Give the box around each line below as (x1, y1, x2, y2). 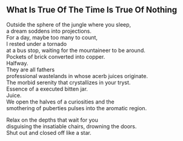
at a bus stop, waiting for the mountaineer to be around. (6, 47, 145, 54)
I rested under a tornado (6, 40, 67, 47)
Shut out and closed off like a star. (6, 129, 92, 136)
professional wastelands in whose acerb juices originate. (6, 72, 148, 79)
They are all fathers (6, 66, 55, 73)
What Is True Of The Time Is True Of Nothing (6, 5, 178, 15)
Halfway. (6, 59, 28, 67)
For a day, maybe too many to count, (6, 33, 98, 41)
